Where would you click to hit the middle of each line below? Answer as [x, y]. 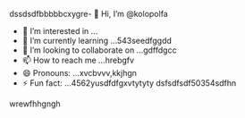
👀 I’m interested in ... [60, 31]
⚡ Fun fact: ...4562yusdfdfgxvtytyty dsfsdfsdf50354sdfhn [129, 83]
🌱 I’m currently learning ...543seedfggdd [97, 41]
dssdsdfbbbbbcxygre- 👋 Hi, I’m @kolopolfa [89, 14]
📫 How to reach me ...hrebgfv [78, 60]
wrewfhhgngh [35, 104]
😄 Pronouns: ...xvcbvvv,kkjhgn [79, 73]
